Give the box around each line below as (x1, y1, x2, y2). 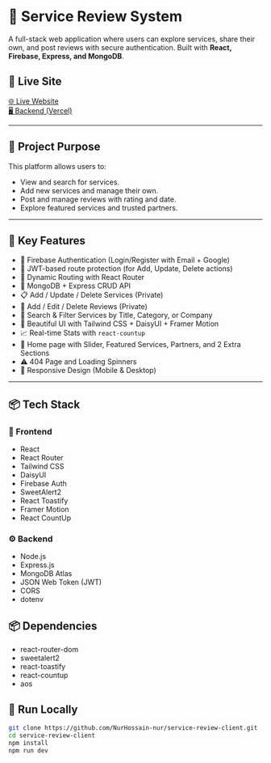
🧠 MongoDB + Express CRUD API (19, 281, 131, 290)
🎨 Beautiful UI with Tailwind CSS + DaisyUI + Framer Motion (19, 319, 219, 329)
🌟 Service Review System (8, 7, 183, 26)
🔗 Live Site (8, 74, 62, 88)
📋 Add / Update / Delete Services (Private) (19, 290, 164, 300)
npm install (8, 739, 48, 747)
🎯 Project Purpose (8, 140, 101, 154)
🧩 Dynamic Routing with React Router (19, 273, 145, 282)
